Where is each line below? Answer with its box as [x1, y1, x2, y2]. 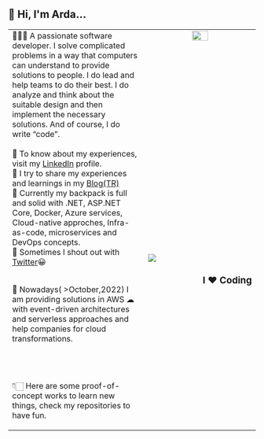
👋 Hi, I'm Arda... [8, 8, 86, 21]
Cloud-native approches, [12, 217, 106, 228]
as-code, [12, 227, 47, 238]
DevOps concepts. [12, 237, 81, 248]
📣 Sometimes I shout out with [12, 246, 120, 257]
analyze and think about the [12, 89, 115, 100]
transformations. [12, 333, 73, 344]
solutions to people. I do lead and [12, 69, 135, 80]
